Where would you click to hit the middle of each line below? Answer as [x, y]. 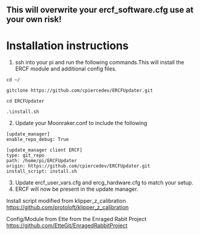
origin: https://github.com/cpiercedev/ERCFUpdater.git [78, 166]
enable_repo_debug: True [38, 140]
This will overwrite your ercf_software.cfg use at [100, 10]
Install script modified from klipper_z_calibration [66, 201]
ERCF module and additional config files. [66, 69]
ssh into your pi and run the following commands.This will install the [100, 63]
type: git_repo [25, 155]
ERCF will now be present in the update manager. [76, 189]
